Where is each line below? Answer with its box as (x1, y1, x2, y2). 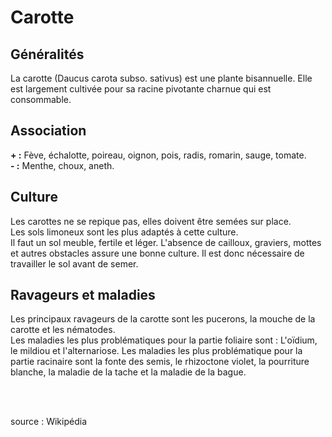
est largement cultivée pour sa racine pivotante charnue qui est (10, 83, 272, 95)
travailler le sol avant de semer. (10, 257, 139, 270)
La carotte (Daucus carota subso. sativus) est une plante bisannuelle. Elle (10, 72, 313, 84)
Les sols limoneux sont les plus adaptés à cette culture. (10, 226, 239, 238)
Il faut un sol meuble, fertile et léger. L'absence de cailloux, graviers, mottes (10, 236, 322, 248)
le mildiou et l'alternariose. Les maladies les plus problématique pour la (10, 345, 303, 357)
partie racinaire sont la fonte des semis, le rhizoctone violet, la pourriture (10, 356, 310, 368)
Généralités (10, 46, 85, 63)
